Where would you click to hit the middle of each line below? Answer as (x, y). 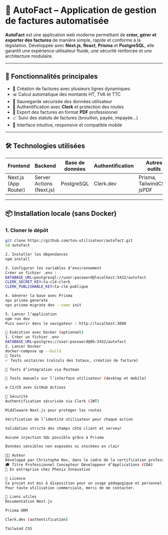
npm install (17, 259)
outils (154, 169)
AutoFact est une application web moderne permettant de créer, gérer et (81, 35)
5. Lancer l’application (31, 314)
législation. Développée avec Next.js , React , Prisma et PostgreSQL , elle (80, 45)
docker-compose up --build (33, 351)
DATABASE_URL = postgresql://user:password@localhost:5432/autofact (76, 278)
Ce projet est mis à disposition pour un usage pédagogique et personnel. (85, 483)
